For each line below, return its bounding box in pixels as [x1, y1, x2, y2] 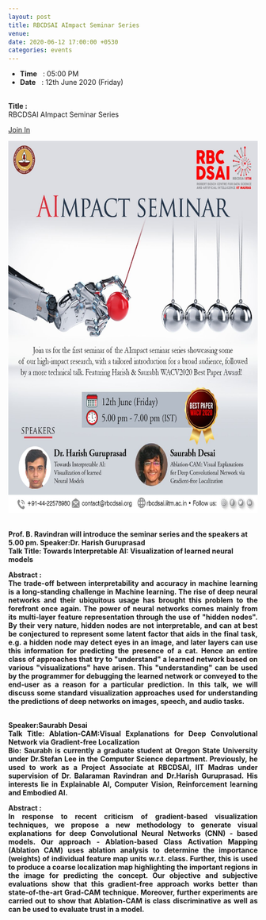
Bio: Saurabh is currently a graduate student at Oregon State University [8, 746, 258, 756]
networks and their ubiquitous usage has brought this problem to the [8, 595, 258, 605]
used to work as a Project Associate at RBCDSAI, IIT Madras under [8, 763, 258, 772]
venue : [8, 29, 30, 37]
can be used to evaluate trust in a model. [8, 905, 145, 914]
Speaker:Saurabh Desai [8, 721, 88, 730]
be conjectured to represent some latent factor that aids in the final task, [8, 629, 258, 639]
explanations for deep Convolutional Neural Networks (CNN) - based [8, 829, 258, 838]
